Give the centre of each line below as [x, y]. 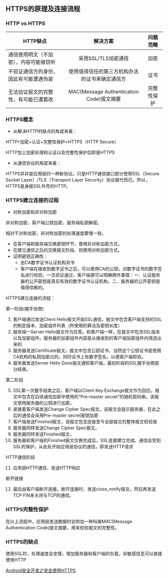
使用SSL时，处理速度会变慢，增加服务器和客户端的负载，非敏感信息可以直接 [84, 554]
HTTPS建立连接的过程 [32, 200]
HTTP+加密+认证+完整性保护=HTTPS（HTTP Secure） [62, 142]
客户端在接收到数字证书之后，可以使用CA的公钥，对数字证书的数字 [89, 269]
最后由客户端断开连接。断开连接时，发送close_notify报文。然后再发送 [84, 489]
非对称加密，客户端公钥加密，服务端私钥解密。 [54, 223]
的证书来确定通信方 [103, 79]
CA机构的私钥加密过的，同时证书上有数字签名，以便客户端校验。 [79, 357]
